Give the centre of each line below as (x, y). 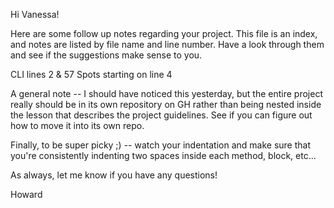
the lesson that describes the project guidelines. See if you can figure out (161, 115)
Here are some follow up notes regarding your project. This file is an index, (164, 33)
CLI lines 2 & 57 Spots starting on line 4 (91, 74)
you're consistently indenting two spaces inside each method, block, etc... (163, 155)
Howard (26, 194)
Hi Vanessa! (35, 14)
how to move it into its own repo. (77, 125)
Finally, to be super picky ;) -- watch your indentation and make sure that (160, 145)
